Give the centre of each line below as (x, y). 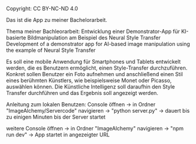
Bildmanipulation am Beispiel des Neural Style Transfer (94, 37)
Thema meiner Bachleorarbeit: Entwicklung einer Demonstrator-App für (93, 31)
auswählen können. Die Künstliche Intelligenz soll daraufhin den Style (91, 87)
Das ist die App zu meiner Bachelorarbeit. (57, 20)
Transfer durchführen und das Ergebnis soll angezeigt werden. (82, 93)
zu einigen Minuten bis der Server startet (56, 117)
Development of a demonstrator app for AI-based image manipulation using (98, 44)
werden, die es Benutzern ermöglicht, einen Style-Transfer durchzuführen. (97, 68)
